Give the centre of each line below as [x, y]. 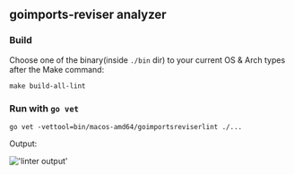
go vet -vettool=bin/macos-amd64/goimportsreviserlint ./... [126, 127]
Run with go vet [44, 109]
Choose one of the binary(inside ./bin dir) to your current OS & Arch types [147, 60]
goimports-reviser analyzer [88, 15]
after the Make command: [57, 69]
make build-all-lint [48, 86]
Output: [23, 144]
